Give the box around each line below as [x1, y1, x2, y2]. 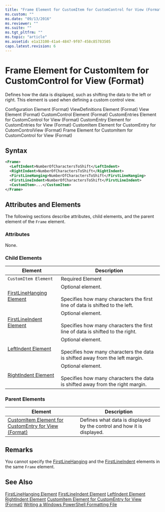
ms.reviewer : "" [5, 21, 38, 26]
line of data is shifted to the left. [60, 301, 134, 308]
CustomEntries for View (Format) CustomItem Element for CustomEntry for [5, 122, 156, 128]
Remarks [5, 445, 33, 454]
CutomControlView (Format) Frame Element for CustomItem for [5, 127, 133, 133]
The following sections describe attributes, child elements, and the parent [5, 214, 154, 219]
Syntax [5, 146, 27, 155]
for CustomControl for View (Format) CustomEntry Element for [5, 116, 131, 123]
